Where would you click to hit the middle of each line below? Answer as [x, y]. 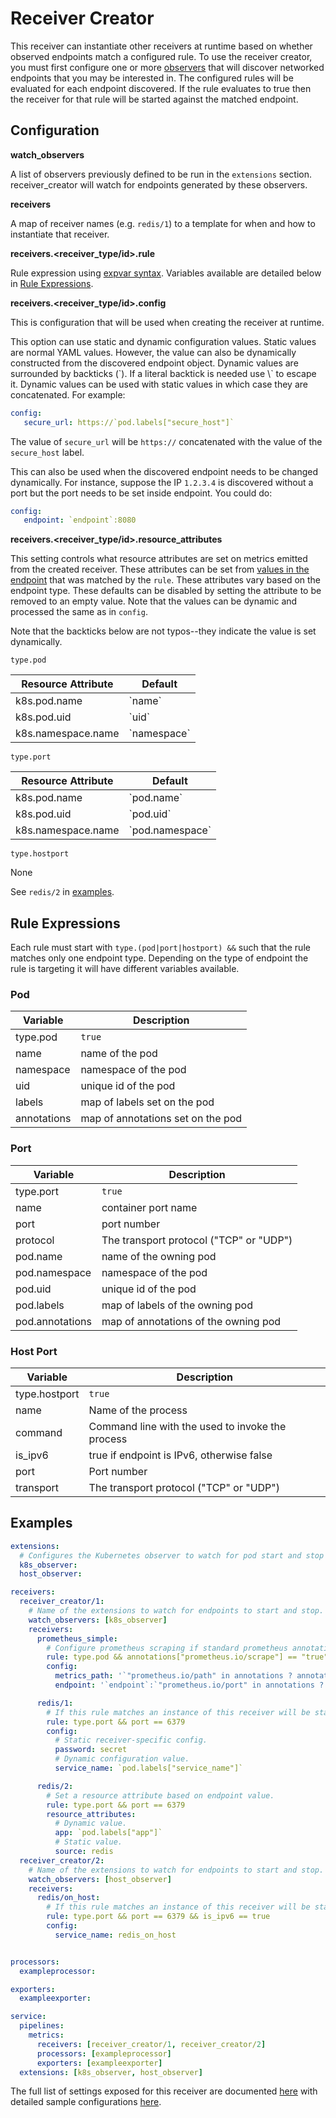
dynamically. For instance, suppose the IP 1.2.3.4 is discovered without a [162, 482]
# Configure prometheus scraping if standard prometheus [167, 1648]
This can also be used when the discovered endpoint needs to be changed [164, 471]
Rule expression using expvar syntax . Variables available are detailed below [166, 273]
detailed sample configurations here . [86, 2102]
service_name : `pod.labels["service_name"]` [149, 1768]
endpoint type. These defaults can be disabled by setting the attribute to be [166, 591]
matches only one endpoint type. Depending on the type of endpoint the [159, 958]
